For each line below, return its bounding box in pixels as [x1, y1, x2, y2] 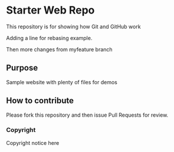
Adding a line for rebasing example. [6, 34, 93, 41]
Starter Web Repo [6, 4, 95, 17]
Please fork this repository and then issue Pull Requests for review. [6, 111, 169, 118]
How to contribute [6, 95, 74, 106]
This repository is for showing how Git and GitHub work [6, 23, 141, 30]
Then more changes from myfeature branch [6, 45, 113, 53]
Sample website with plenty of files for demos [6, 78, 118, 85]
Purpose [6, 63, 38, 73]
